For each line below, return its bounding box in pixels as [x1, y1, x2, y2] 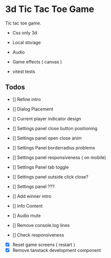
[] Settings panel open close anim [12, 135, 82, 141]
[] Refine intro [12, 96, 41, 102]
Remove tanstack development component [12, 247, 101, 253]
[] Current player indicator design [12, 115, 81, 121]
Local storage [12, 39, 41, 45]
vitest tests [12, 68, 35, 74]
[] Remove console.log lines [12, 222, 70, 228]
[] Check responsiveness [12, 231, 64, 238]
